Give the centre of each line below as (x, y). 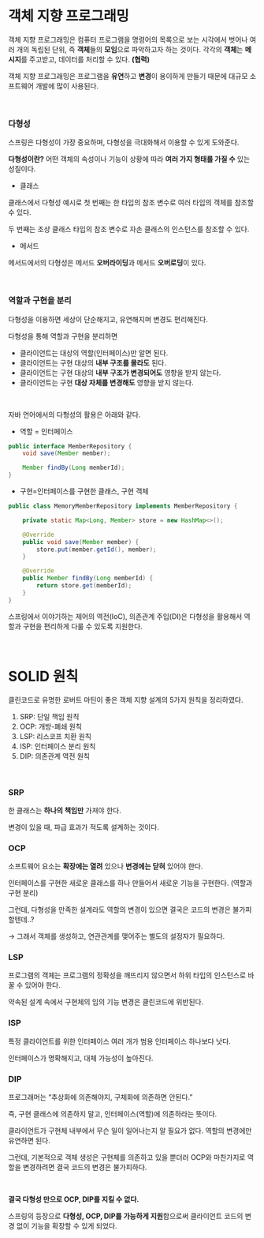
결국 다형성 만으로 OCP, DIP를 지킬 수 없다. (74, 1199)
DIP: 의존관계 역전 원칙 (55, 756)
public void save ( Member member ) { (81, 542)
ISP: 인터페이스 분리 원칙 (58, 746)
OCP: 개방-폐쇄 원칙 (51, 726)
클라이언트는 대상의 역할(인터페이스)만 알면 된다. (94, 353)
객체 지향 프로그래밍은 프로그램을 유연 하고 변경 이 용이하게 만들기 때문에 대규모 (128, 76)
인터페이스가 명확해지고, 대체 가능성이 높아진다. (81, 1058)
